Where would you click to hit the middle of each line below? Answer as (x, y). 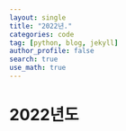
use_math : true (38, 68)
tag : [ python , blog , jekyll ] (64, 43)
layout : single (38, 17)
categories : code (42, 34)
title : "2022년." (41, 26)
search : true (34, 59)
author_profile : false (52, 51)
